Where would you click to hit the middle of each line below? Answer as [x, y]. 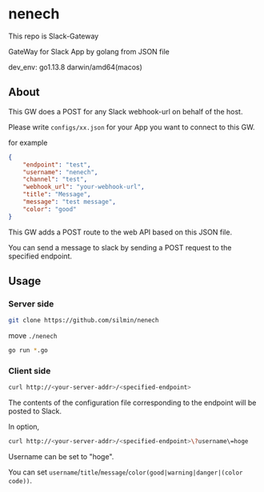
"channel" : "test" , [55, 180]
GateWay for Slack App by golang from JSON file [89, 51]
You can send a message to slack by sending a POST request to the [120, 247]
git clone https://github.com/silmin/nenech [84, 321]
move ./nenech [33, 336]
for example [28, 142]
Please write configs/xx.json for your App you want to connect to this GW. [132, 127]
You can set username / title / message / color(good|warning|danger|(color [126, 472]
